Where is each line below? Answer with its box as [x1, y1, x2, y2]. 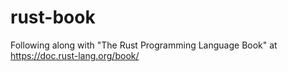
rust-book [10, 6, 96, 29]
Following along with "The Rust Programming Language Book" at [10, 39, 278, 51]
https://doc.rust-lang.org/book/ [10, 49, 140, 61]
